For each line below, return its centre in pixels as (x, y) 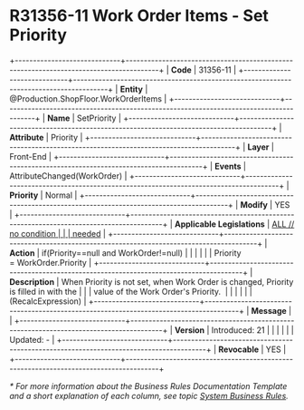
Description (32, 281)
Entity (131, 89)
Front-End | (31, 156)
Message (269, 310)
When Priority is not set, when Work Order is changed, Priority (177, 281)
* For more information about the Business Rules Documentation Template (148, 386)
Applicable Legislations (220, 224)
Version (190, 330)
